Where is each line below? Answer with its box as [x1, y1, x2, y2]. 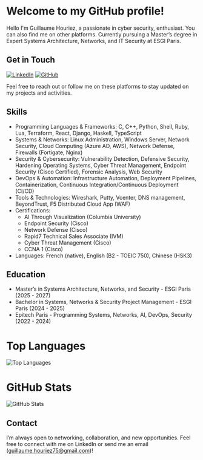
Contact [6, 418, 38, 428]
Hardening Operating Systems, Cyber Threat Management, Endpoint [15, 161, 187, 169]
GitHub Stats [6, 381, 72, 394]
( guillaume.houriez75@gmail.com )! [6, 447, 93, 455]
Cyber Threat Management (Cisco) [24, 238, 111, 246]
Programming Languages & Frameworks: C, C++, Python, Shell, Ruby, [15, 123, 190, 130]
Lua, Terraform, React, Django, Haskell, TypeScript [15, 129, 142, 137]
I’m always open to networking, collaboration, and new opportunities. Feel [6, 434, 191, 441]
